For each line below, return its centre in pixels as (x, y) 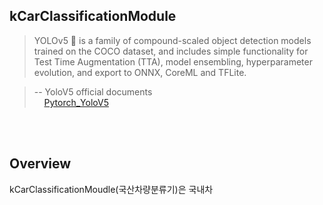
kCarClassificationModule (93, 16)
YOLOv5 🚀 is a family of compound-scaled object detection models (172, 40)
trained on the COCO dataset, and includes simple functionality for (171, 51)
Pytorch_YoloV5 (76, 102)
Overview (40, 164)
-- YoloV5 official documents (93, 91)
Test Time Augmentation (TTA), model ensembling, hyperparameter (173, 61)
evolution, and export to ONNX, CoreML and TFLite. (140, 72)
